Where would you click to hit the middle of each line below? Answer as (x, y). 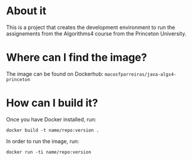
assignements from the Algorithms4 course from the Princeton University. (96, 33)
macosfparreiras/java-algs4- (140, 74)
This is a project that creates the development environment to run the (91, 27)
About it (26, 11)
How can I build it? (52, 103)
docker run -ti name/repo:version (49, 152)
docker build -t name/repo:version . (53, 130)
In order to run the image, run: (43, 141)
